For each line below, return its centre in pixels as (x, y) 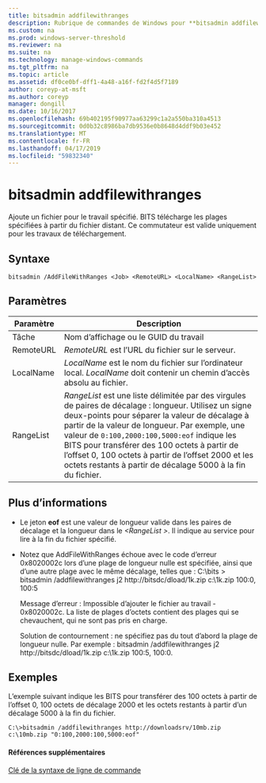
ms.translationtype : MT (47, 133)
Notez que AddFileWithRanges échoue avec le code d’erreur (118, 554)
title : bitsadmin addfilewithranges (68, 15)
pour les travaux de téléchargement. (67, 234)
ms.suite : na (30, 52)
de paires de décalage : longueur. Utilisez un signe (158, 405)
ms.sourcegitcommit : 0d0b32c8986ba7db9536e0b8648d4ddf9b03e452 (115, 126)
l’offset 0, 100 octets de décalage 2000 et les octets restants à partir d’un (127, 705)
